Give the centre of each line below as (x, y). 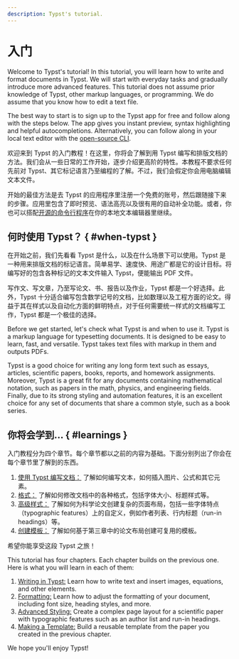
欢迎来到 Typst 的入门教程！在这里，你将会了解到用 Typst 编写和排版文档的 (117, 153)
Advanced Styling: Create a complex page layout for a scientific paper (121, 611)
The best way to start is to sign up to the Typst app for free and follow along (119, 115)
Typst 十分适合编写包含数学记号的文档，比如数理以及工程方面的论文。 (122, 297)
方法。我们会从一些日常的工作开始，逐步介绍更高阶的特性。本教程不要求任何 (119, 161)
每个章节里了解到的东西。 (45, 462)
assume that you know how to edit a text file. (73, 102)
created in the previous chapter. (64, 634)
